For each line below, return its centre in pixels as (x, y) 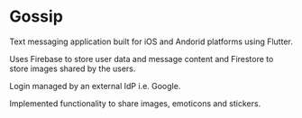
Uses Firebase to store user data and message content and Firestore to (142, 59)
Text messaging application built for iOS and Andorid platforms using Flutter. (151, 41)
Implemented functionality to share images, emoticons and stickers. (135, 103)
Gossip (36, 17)
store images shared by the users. (73, 68)
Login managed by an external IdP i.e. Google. (95, 86)
